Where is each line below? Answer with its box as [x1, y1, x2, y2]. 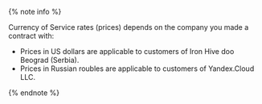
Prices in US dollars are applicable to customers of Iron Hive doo [19, 47, 235, 56]
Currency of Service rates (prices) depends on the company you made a [8, 23, 249, 31]
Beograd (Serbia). [19, 56, 80, 64]
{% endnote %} [8, 88, 60, 98]
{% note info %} [8, 7, 62, 16]
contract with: [8, 31, 55, 40]
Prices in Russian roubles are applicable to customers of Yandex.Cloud [19, 64, 255, 73]
